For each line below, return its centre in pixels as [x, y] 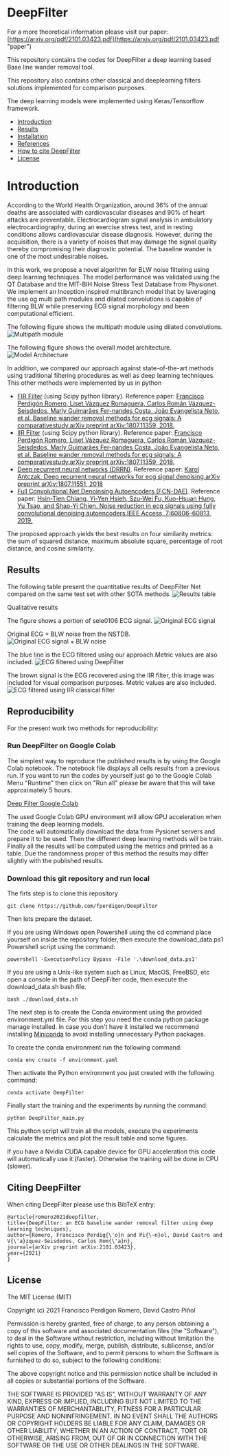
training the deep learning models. [56, 824]
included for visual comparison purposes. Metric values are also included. [112, 682]
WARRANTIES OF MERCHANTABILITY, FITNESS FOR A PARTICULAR [104, 1408]
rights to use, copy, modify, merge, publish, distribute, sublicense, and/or [111, 1345]
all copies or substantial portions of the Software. [77, 1381]
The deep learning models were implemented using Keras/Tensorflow [106, 100]
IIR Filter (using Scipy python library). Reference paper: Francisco [110, 432]
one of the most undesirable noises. [58, 256]
